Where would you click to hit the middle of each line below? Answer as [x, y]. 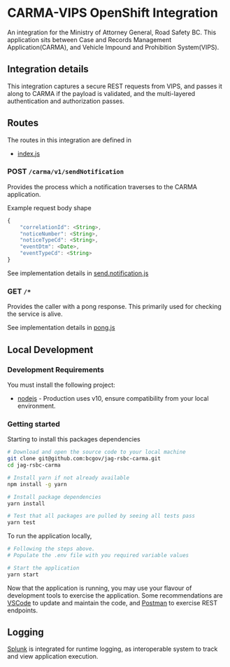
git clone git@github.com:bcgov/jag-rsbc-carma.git [84, 459]
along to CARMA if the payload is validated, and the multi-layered [101, 93]
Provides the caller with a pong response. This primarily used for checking [114, 307]
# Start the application [43, 568]
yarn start [23, 575]
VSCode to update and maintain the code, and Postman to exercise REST [113, 603]
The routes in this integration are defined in [69, 140]
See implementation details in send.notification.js [78, 273]
